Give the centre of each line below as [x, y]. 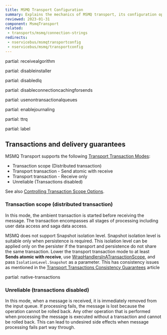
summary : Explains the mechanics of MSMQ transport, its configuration [81, 14]
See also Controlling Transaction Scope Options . [55, 191]
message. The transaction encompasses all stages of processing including [82, 220]
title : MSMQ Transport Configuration [44, 10]
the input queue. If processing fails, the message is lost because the [75, 306]
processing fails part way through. [40, 328]
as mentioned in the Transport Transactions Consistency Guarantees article [83, 267]
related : [14, 28]
